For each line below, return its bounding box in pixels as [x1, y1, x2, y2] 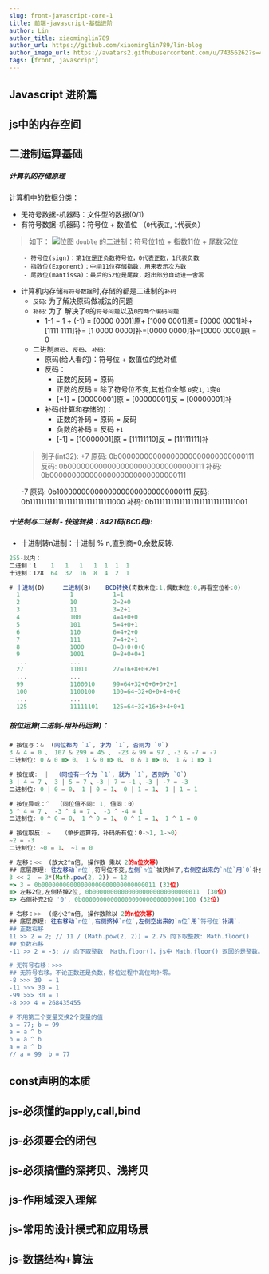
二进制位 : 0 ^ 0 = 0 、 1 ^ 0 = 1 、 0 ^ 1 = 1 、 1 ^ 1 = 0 [9, 814, 198, 823]
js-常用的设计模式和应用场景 [9, 1223, 149, 1236]
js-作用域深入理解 [9, 1192, 97, 1207]
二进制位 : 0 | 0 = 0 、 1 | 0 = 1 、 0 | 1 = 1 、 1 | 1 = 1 [9, 785, 198, 794]
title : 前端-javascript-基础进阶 [9, 19, 113, 27]
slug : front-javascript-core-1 [9, 11, 113, 20]
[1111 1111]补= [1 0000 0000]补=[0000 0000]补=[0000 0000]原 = [44, 326, 258, 336]
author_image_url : [9, 49, 70, 57]
